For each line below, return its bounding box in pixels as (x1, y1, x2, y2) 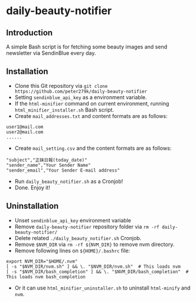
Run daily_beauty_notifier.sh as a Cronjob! (14, 178, 123, 185)
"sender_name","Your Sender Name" (6, 162, 92, 168)
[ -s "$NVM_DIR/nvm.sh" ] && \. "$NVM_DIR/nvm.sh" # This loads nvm (6, 264, 181, 270)
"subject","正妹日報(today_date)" (6, 157, 87, 163)
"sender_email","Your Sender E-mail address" (6, 167, 120, 173)
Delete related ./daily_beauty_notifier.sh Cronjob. (14, 234, 142, 241)
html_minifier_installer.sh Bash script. (14, 106, 114, 113)
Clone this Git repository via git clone (14, 82, 108, 89)
